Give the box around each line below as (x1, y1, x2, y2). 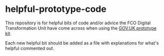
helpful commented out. (5, 45, 54, 51)
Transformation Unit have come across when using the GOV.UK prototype (5, 25, 157, 31)
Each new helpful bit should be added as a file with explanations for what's (5, 40, 159, 46)
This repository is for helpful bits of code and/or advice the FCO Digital (5, 20, 151, 26)
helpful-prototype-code (5, 3, 107, 15)
